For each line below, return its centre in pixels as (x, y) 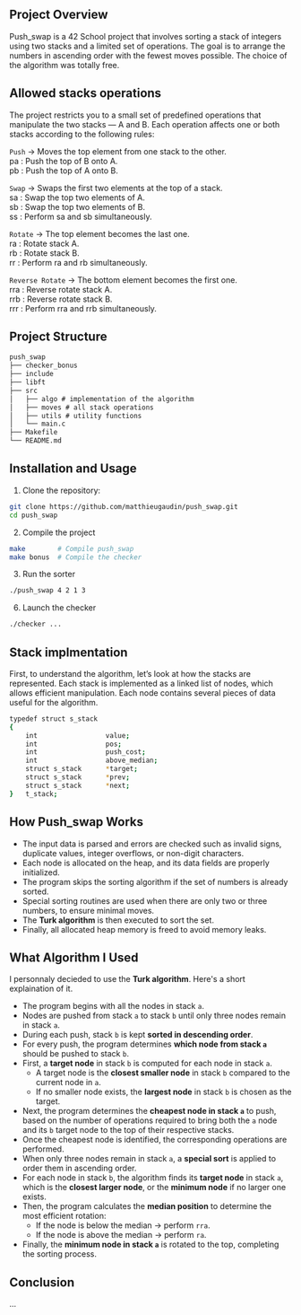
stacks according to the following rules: (82, 134)
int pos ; (74, 744)
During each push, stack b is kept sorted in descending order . (138, 1035)
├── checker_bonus (43, 366)
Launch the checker (59, 608)
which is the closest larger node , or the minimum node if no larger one (154, 1188)
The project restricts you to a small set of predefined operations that (135, 115)
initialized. (41, 872)
